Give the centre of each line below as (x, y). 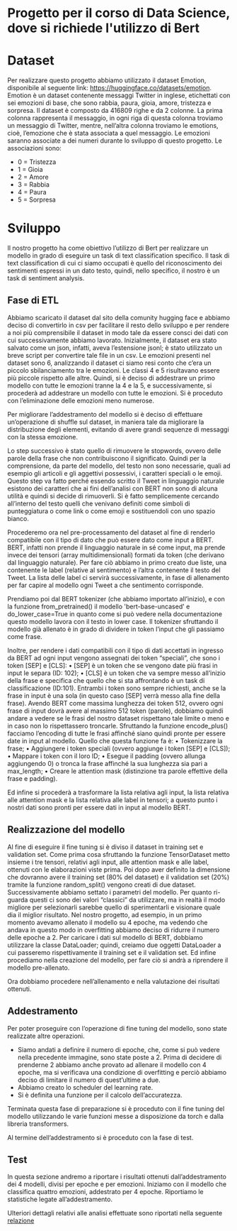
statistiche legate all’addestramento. (60, 1199)
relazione (21, 1221)
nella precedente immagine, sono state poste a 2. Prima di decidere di (120, 1057)
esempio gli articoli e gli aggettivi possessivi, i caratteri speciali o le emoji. (115, 473)
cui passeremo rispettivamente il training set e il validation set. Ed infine (112, 952)
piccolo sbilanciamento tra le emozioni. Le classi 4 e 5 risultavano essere (114, 370)
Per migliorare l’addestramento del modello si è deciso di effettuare (105, 414)
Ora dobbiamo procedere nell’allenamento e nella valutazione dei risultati (114, 981)
